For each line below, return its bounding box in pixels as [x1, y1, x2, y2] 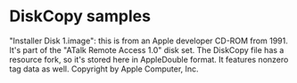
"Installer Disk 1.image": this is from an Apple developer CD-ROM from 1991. [9, 35, 288, 46]
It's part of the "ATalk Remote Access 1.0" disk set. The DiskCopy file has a [9, 44, 285, 55]
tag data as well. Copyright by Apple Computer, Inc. [9, 64, 199, 74]
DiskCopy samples [9, 6, 152, 26]
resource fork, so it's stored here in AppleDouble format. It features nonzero [9, 54, 289, 64]
